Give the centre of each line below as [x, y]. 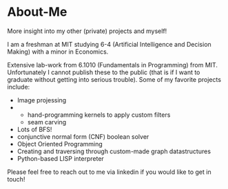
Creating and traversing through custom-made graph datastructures [114, 151]
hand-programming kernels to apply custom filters [99, 115]
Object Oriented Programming [60, 144]
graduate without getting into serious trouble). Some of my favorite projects [114, 79]
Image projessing [42, 100]
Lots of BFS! [34, 129]
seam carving [47, 122]
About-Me [37, 12]
